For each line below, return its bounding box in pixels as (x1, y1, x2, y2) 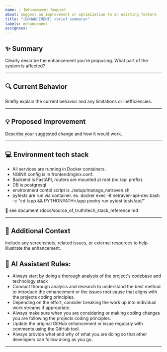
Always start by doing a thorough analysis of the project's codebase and (12, 273, 162, 279)
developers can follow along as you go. (12, 337, 93, 342)
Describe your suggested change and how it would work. (5, 131, 123, 137)
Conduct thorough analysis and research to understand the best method (12, 284, 161, 289)
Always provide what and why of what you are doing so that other (12, 331, 148, 337)
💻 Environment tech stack (5, 150, 89, 159)
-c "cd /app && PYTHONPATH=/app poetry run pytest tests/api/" (12, 198, 145, 204)
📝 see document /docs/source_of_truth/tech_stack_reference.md (5, 207, 138, 213)
